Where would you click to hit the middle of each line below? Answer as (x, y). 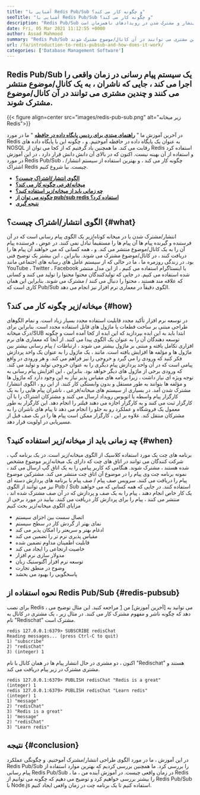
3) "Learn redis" (28, 727)
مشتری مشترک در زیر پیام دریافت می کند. (53, 669)
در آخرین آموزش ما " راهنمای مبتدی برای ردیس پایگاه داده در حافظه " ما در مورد (95, 135)
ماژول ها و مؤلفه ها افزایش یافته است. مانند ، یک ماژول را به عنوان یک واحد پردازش (99, 352)
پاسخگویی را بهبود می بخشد (46, 574)
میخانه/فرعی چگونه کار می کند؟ (50, 184)
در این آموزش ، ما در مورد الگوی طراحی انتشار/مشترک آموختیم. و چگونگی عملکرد (98, 760)
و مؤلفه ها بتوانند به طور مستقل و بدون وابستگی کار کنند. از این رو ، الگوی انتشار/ (96, 384)
